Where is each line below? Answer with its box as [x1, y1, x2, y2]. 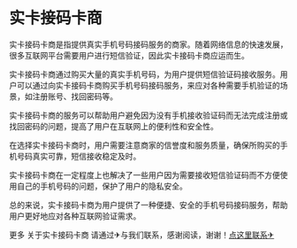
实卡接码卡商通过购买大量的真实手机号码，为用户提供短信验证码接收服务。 [9, 68, 280, 80]
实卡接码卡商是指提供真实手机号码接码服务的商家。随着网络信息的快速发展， [9, 39, 288, 50]
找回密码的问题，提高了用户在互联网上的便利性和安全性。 [9, 120, 218, 131]
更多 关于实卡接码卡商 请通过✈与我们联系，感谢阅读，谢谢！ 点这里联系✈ [9, 229, 275, 240]
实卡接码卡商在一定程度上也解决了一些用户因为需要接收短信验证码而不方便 [9, 169, 280, 180]
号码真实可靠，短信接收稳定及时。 [16, 151, 141, 161]
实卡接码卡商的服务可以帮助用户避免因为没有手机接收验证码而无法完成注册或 [9, 110, 288, 120]
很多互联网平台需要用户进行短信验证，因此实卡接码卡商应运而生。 [9, 50, 249, 60]
